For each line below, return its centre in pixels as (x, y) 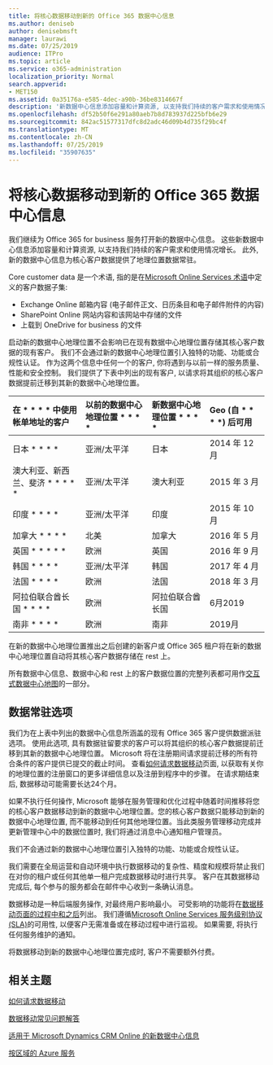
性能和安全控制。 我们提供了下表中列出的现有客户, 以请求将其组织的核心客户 (136, 373)
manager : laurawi (38, 39)
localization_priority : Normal (61, 77)
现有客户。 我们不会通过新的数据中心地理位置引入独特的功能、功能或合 (141, 353)
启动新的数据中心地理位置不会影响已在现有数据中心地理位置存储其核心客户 (133, 342)
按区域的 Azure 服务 (42, 1053)
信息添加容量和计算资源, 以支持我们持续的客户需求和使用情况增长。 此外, (136, 250)
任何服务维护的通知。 (44, 935)
